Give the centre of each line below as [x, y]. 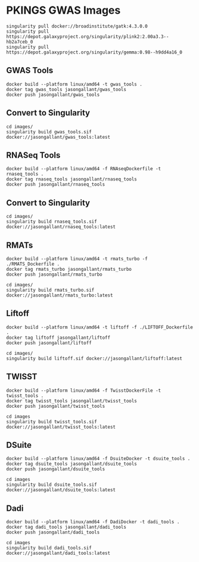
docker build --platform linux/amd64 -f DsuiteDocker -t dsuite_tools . [98, 459]
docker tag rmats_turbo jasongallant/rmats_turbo [69, 269]
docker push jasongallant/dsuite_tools [56, 469]
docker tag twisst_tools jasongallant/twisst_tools [71, 401]
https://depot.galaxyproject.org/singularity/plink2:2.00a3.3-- [88, 36]
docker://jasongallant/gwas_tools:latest [58, 137]
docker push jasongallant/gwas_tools [53, 95]
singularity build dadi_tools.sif [49, 548]
